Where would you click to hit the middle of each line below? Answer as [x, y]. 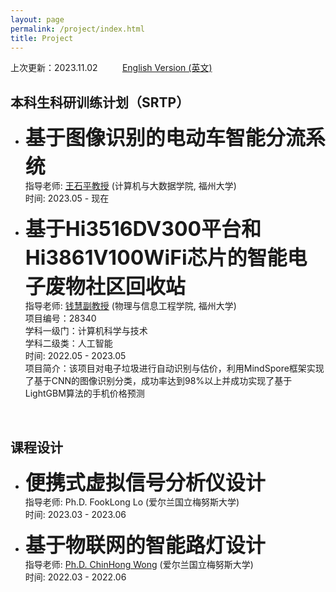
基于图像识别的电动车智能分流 [165, 138]
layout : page [37, 19]
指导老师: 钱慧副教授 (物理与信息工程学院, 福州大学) [130, 306]
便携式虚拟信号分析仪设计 [145, 482]
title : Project [42, 38]
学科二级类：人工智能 [68, 343]
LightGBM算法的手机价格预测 [84, 393]
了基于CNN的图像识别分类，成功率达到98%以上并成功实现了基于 [158, 381]
